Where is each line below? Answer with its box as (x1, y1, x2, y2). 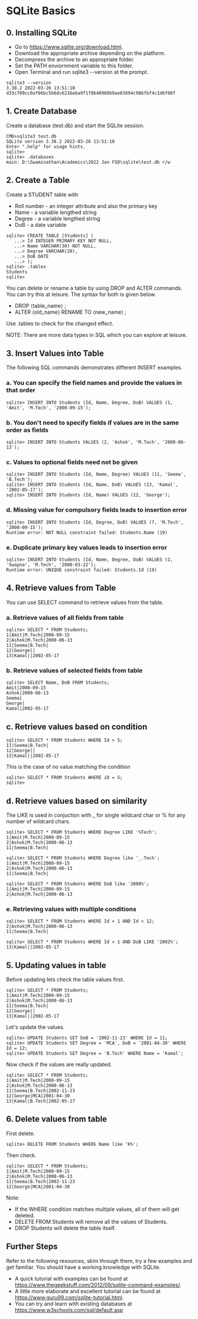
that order (6, 386, 35, 394)
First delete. (6, 1130, 35, 1137)
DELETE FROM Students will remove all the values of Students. (14, 1218, 168, 1225)
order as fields (6, 425, 49, 434)
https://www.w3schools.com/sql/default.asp (14, 1306, 124, 1313)
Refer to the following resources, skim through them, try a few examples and (6, 1257, 193, 1264)
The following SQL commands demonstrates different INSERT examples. (6, 364, 183, 371)
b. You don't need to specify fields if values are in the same (6, 418, 179, 427)
